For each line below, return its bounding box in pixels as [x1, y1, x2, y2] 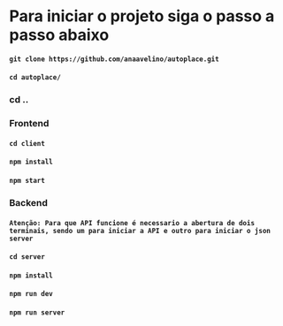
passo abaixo [9, 25, 110, 45]
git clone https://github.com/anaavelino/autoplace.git [9, 55, 219, 64]
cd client [9, 139, 46, 148]
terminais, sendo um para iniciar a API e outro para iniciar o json [9, 226, 272, 235]
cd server [9, 253, 46, 262]
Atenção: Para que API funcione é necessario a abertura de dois [9, 218, 255, 227]
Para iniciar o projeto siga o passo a [9, 6, 275, 27]
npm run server [9, 307, 65, 317]
